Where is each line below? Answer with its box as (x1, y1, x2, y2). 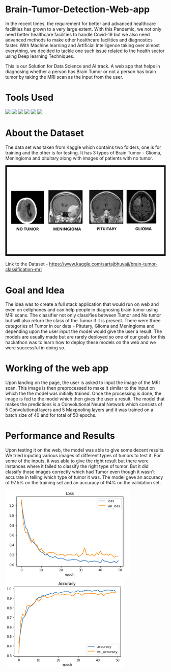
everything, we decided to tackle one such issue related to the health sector (5, 48, 165, 54)
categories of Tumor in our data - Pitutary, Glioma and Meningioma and (5, 323, 155, 329)
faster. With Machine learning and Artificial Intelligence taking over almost (5, 42, 160, 48)
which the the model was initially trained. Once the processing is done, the (5, 390, 162, 397)
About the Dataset (5, 127, 84, 139)
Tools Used (5, 92, 54, 103)
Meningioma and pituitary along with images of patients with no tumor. (5, 155, 153, 161)
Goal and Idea (5, 284, 65, 296)
